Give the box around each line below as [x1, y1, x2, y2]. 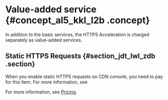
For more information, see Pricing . [5, 89, 77, 95]
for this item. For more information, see [5, 78, 88, 85]
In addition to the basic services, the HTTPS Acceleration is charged [5, 31, 150, 37]
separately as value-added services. [5, 37, 82, 43]
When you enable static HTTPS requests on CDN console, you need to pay [5, 73, 163, 79]
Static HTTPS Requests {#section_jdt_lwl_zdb [5, 52, 156, 61]
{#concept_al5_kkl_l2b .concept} [5, 14, 150, 26]
